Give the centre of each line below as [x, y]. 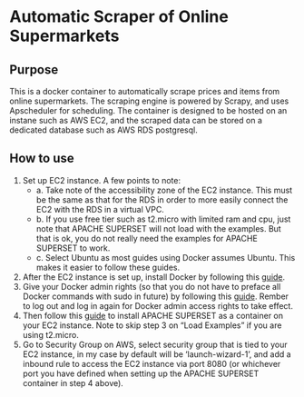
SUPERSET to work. [73, 248]
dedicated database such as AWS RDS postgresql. [103, 130]
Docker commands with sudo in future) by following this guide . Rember [155, 296]
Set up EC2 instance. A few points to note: [102, 180]
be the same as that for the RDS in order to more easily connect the [162, 199]
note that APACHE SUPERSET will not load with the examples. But [158, 228]
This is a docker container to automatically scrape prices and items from [145, 91]
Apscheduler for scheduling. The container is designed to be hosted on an [148, 110]
